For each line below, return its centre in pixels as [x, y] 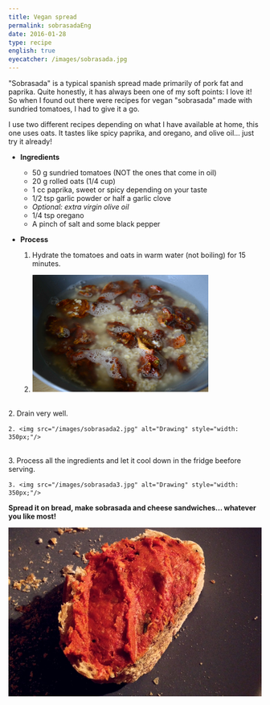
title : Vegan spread [43, 17]
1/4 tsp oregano [58, 215]
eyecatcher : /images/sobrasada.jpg [68, 59]
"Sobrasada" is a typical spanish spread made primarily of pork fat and [126, 83]
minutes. [46, 264]
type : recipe [30, 43]
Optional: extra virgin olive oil [80, 207]
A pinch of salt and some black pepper [96, 224]
